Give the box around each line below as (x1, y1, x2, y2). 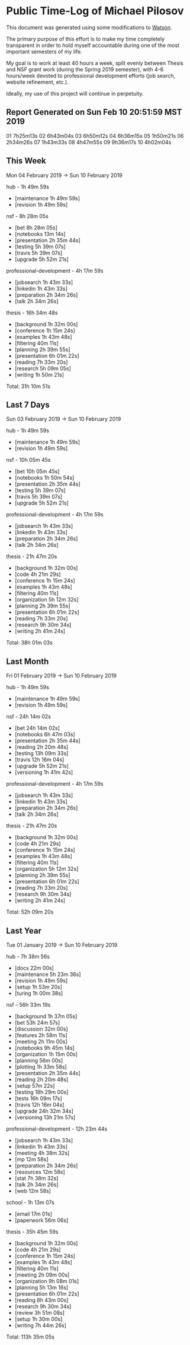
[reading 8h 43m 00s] (14, 1297, 69, 1303)
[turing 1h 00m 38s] (14, 990, 63, 997)
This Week (6, 156, 46, 166)
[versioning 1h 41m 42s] (14, 768, 73, 776)
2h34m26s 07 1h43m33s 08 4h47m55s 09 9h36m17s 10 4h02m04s (6, 138, 172, 146)
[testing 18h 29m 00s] (14, 1089, 69, 1095)
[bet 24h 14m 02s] (14, 725, 60, 732)
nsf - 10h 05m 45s (6, 456, 51, 464)
